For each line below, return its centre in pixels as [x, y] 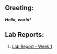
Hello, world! [18, 19]
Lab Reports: [24, 35]
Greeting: [19, 8]
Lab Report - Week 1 [32, 46]
